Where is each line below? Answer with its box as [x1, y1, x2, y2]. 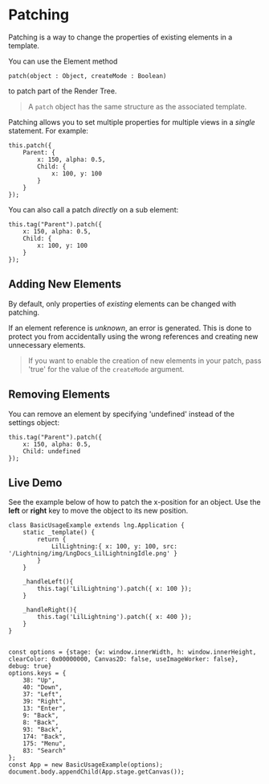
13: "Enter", [22, 704, 67, 713]
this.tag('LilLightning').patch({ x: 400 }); [37, 613, 193, 621]
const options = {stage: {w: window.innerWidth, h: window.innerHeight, [8, 648, 257, 657]
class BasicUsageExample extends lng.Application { [8, 522, 185, 530]
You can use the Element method [8, 56, 118, 66]
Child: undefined [22, 447, 81, 456]
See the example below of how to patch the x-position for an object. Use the [8, 497, 261, 507]
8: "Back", [22, 719, 59, 727]
